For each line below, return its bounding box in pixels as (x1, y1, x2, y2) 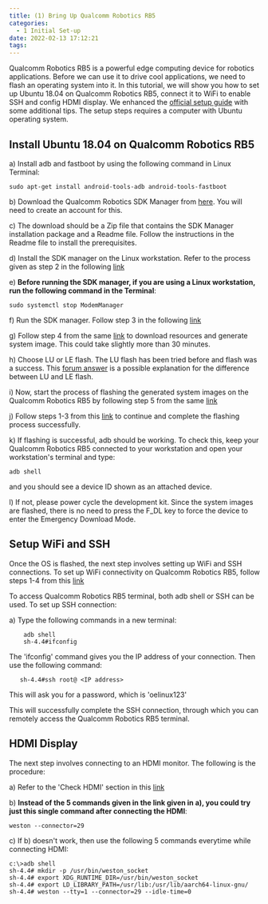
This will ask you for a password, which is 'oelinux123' (9, 690, 187, 699)
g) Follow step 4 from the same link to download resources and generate (9, 330, 248, 340)
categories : (9, 19, 49, 27)
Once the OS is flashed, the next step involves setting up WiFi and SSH (9, 558, 242, 568)
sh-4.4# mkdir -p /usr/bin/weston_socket (9, 866, 149, 874)
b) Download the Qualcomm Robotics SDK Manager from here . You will (9, 197, 242, 206)
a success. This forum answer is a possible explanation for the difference (9, 363, 250, 373)
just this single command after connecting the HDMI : (9, 806, 187, 816)
